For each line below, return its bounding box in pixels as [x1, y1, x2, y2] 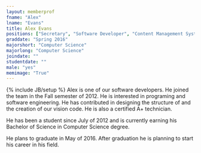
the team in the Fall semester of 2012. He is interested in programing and [6, 93, 185, 100]
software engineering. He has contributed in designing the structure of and [6, 99, 191, 106]
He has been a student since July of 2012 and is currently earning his [6, 117, 177, 124]
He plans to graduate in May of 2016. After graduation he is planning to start [6, 135, 193, 142]
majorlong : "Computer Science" [6, 48, 84, 54]
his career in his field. [6, 141, 59, 148]
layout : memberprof [6, 8, 55, 15]
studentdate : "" [6, 59, 47, 65]
